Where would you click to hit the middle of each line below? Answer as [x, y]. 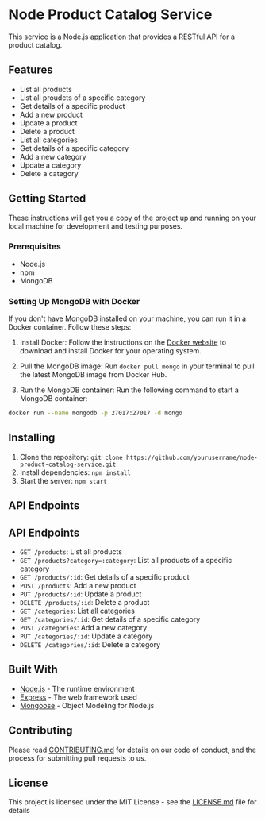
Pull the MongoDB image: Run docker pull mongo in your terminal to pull [137, 366]
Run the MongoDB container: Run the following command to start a [129, 390]
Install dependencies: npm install [75, 472]
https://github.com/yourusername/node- [192, 457]
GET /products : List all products [71, 552]
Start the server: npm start [63, 480]
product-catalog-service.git [68, 464]
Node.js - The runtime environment [77, 688]
